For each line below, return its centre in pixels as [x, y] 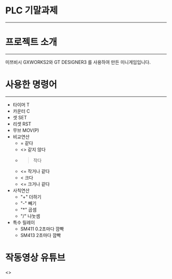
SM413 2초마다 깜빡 [41, 235]
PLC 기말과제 [31, 10]
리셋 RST [22, 124]
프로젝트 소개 [31, 42]
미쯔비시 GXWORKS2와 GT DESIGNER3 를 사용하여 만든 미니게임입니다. [78, 62]
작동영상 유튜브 [35, 258]
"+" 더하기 [31, 197]
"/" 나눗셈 [30, 216]
